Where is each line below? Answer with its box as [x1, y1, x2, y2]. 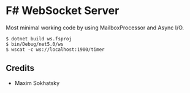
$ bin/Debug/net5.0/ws [6, 41, 64, 47]
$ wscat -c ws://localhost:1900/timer [6, 46, 105, 53]
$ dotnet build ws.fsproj [6, 35, 72, 42]
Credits [6, 63, 35, 73]
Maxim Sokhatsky [14, 79, 60, 86]
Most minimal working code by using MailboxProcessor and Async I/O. [6, 24, 184, 31]
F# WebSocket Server [6, 4, 120, 18]
